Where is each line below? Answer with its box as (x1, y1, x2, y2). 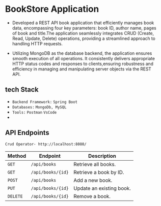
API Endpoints (5, 129, 50, 137)
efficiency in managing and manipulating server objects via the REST (12, 66, 152, 72)
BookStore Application (5, 3, 99, 15)
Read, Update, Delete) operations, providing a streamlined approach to (12, 35, 156, 41)
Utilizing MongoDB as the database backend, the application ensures (12, 50, 152, 56)
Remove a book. (73, 193, 111, 200)
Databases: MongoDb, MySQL (12, 104, 67, 109)
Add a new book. (73, 177, 113, 184)
